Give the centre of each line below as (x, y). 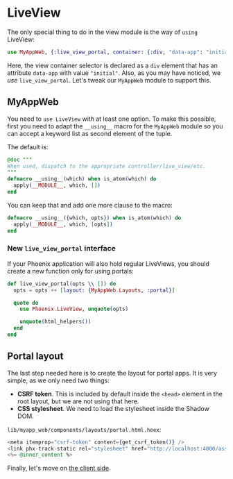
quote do (26, 303)
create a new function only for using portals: (70, 271)
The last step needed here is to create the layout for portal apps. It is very (112, 373)
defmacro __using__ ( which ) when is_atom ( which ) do (82, 179)
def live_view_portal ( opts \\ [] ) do (62, 284)
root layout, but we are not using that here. (78, 401)
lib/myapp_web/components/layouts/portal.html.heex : (84, 429)
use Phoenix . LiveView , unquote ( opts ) (74, 309)
